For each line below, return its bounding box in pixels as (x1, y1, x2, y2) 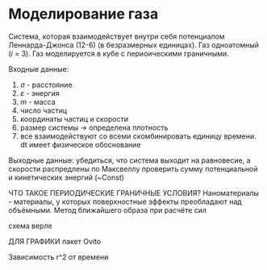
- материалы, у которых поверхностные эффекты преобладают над (8, 197, 242, 206)
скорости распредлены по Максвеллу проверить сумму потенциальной (8, 164, 258, 173)
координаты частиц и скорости (19, 114, 129, 123)
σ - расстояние (19, 80, 73, 89)
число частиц (19, 106, 67, 115)
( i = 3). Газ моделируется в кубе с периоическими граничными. (8, 48, 230, 58)
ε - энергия (19, 88, 60, 98)
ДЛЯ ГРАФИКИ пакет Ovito (8, 236, 102, 246)
